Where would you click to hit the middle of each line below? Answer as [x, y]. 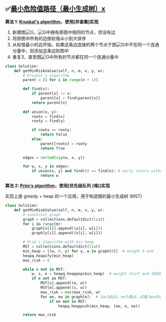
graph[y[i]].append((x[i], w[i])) [67, 233]
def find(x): [36, 89]
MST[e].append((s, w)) [64, 288]
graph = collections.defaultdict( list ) [64, 219]
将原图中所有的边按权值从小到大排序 [49, 38]
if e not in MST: [49, 279]
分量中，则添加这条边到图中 [41, 50]
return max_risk [40, 315]
